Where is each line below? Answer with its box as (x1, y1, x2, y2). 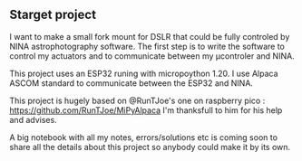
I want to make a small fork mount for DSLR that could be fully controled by (9, 31, 290, 42)
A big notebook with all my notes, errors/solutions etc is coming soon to (9, 131, 278, 143)
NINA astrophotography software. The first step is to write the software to (9, 41, 286, 52)
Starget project (9, 7, 97, 23)
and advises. (9, 114, 57, 125)
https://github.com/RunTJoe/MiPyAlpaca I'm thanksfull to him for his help (9, 104, 283, 116)
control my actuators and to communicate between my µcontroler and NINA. (9, 50, 295, 62)
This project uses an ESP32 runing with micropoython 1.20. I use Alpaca (9, 68, 278, 79)
